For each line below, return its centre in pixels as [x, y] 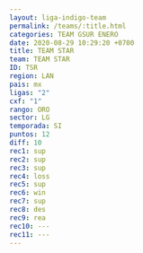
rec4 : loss [30, 176]
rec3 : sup [28, 168]
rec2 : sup [28, 159]
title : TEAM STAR [42, 51]
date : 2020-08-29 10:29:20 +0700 [72, 43]
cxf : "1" [26, 101]
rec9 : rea [28, 218]
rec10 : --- [30, 226]
